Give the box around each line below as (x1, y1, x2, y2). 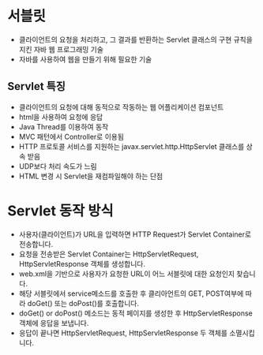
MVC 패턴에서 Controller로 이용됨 (18, 132, 124, 141)
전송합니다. (18, 239, 54, 248)
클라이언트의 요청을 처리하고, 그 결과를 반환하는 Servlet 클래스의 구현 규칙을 (18, 35, 254, 44)
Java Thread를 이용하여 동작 (18, 121, 109, 131)
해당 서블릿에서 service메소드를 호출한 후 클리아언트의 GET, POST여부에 (18, 289, 244, 298)
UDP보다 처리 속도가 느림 (18, 161, 97, 170)
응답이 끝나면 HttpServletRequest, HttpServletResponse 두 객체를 (18, 328, 228, 338)
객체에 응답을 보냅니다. (18, 318, 89, 327)
